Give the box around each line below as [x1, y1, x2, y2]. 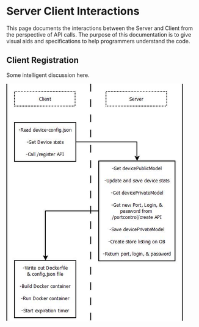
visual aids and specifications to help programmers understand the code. [6, 37, 190, 45]
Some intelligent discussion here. [6, 71, 90, 79]
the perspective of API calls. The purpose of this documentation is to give [6, 31, 192, 38]
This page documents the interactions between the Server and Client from [6, 24, 194, 32]
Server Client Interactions [6, 4, 140, 18]
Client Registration [6, 55, 79, 65]
